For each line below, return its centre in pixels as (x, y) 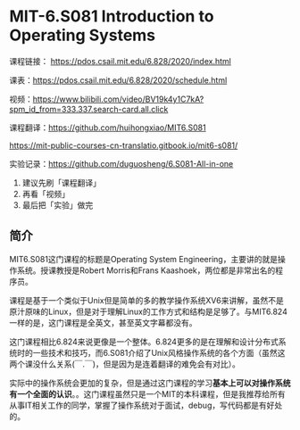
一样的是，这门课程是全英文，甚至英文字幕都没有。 (103, 322)
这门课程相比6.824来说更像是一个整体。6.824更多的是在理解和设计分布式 (144, 342)
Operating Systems (83, 35)
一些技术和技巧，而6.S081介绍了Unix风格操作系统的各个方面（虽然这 (159, 352)
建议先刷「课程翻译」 (61, 182)
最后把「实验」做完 (58, 205)
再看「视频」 (46, 194)
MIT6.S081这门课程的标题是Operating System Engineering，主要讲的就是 (144, 259)
